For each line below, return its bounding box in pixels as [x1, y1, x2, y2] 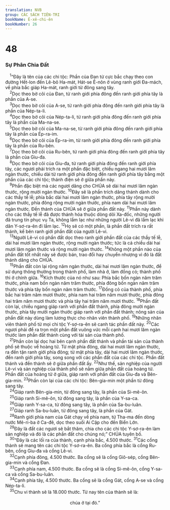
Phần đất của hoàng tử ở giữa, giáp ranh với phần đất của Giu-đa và [5, 371, 146, 377]
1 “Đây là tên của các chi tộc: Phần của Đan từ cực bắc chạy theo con [10, 73, 153, 80]
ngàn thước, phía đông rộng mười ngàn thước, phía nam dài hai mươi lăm [5, 200, 156, 206]
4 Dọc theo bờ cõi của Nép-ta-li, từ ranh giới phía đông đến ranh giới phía [10, 113, 161, 120]
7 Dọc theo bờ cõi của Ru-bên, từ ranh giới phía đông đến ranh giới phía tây [10, 148, 165, 155]
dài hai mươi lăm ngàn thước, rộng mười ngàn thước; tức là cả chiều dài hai [5, 240, 160, 246]
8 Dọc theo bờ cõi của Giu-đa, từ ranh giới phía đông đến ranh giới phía [10, 160, 156, 166]
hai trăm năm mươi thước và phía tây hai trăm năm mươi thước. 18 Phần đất [5, 297, 159, 304]
